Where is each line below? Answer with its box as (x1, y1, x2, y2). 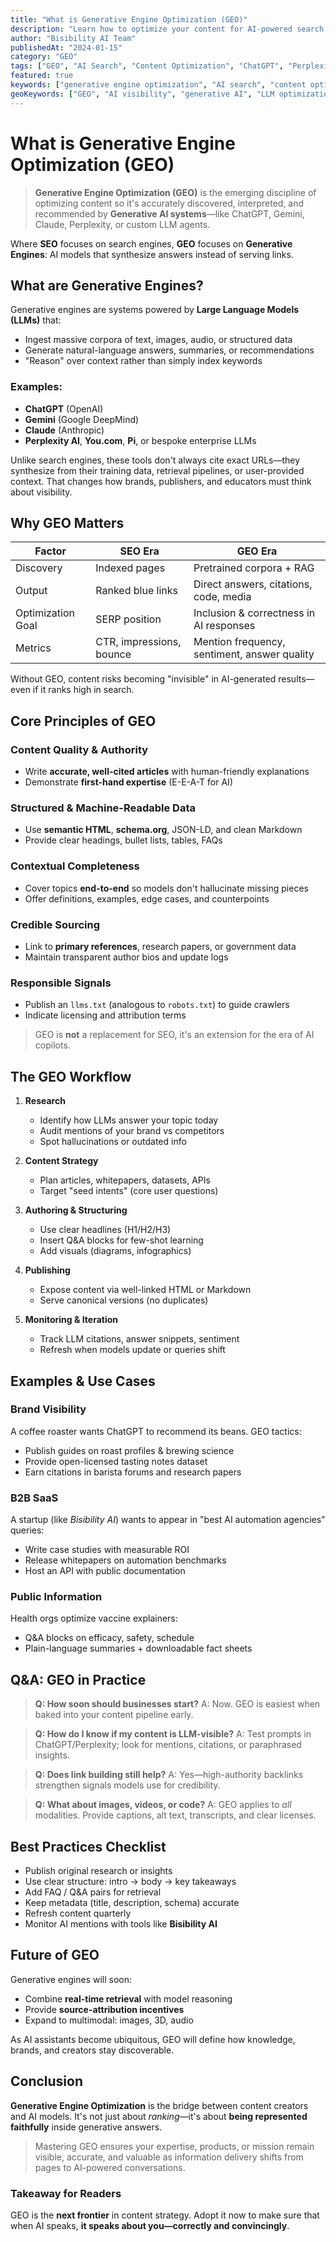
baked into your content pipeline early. (34, 1709, 194, 1721)
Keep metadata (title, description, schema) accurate (24, 1897, 240, 1909)
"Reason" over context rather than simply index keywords (24, 355, 263, 367)
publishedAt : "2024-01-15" (10, 42, 123, 53)
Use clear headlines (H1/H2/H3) (39, 1224, 172, 1236)
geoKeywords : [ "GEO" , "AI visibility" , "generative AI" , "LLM (10, 89, 275, 99)
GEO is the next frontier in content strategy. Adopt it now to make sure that (10, 2209, 320, 2221)
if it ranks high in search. (32, 684, 135, 696)
